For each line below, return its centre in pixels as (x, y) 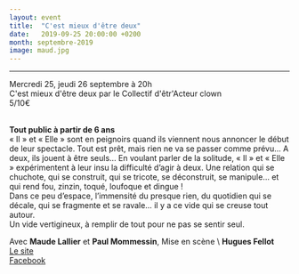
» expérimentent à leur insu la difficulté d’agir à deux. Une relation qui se (142, 168)
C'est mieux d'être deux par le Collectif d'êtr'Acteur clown (116, 93)
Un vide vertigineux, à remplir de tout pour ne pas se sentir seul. (127, 224)
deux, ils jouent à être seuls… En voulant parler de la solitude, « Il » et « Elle (147, 158)
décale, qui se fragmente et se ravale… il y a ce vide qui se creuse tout (139, 205)
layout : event (36, 17)
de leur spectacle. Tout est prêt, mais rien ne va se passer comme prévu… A (149, 149)
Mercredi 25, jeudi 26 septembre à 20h (81, 85)
